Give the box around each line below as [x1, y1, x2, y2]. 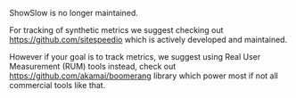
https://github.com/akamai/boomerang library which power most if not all [9, 70, 278, 81]
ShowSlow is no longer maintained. [9, 8, 138, 18]
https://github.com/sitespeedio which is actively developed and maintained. [9, 35, 288, 45]
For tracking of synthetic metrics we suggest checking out [9, 25, 224, 35]
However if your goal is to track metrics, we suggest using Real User [9, 52, 261, 61]
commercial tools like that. [9, 80, 106, 90]
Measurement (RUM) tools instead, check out [9, 61, 177, 71]
